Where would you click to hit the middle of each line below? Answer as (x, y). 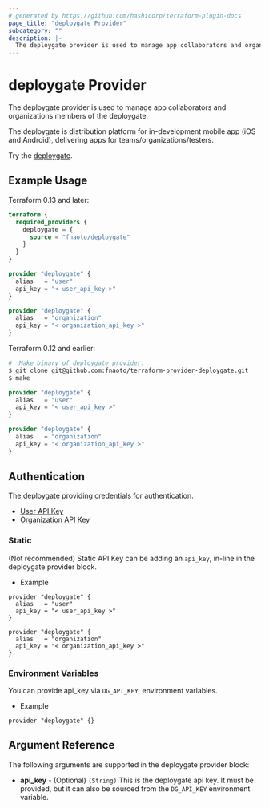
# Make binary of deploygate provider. (77, 363)
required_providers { (52, 222)
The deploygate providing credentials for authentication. (101, 496)
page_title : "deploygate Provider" (68, 23)
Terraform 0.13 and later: (49, 200)
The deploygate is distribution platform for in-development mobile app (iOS (132, 131)
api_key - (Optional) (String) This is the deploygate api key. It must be (137, 780)
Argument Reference (62, 745)
